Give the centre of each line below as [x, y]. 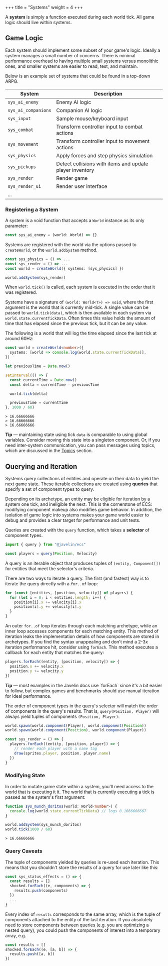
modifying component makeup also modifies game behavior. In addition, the [83, 510]
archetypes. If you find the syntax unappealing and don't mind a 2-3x [77, 642]
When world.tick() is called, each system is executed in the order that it [80, 287]
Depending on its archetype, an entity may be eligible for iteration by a [78, 499]
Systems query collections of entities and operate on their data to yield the [82, 479]
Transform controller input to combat [99, 127]
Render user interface [82, 186]
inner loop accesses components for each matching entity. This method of [82, 631]
